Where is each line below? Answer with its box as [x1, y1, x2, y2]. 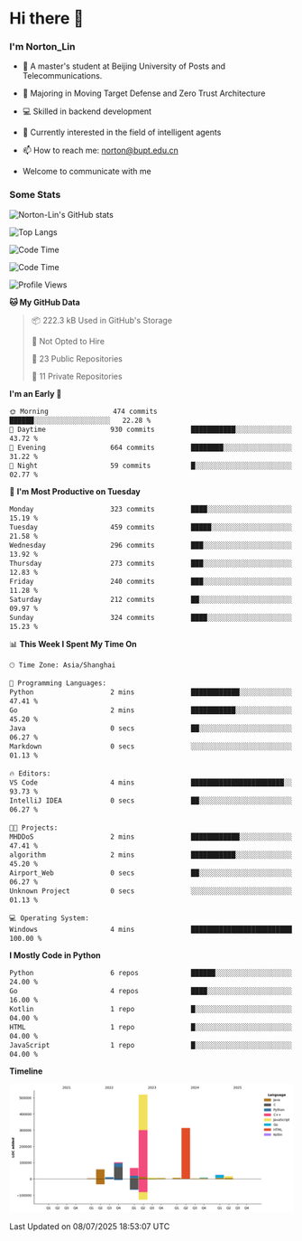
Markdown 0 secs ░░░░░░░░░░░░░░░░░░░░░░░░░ [9, 741, 293, 751]
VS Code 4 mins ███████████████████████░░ [9, 777, 293, 787]
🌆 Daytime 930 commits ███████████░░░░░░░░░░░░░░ [9, 425, 293, 434]
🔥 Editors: [9, 768, 51, 778]
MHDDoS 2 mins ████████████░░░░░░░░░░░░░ [9, 832, 293, 841]
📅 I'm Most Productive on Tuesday [9, 485, 142, 496]
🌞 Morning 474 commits [9, 407, 158, 416]
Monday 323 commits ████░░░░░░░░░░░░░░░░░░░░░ [9, 504, 293, 513]
